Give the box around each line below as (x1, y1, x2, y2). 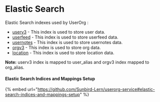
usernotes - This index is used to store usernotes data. (12, 39, 123, 45)
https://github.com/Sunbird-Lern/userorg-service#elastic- (37, 86, 155, 92)
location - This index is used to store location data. (12, 50, 114, 56)
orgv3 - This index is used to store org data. (12, 44, 101, 50)
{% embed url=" (5, 86, 38, 92)
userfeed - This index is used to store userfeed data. (12, 34, 118, 40)
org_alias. (5, 64, 24, 70)
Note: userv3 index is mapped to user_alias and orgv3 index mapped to (5, 59, 149, 65)
